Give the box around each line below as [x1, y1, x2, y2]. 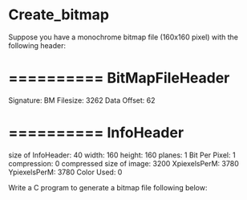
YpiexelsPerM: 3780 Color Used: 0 [8, 167, 123, 177]
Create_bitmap [8, 6, 110, 24]
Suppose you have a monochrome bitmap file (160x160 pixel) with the [8, 32, 239, 42]
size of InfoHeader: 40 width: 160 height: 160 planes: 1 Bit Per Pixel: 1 [8, 150, 236, 160]
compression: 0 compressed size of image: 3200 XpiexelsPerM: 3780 [8, 158, 239, 168]
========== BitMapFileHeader [8, 69, 230, 88]
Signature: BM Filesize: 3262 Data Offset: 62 [8, 95, 156, 105]
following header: [8, 40, 67, 50]
